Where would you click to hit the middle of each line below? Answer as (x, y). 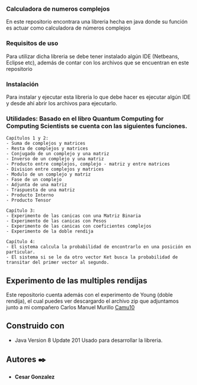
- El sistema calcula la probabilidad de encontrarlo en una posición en (99, 247)
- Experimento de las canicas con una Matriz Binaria (74, 216)
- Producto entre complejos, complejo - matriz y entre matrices (88, 164)
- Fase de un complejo (34, 180)
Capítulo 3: (21, 211)
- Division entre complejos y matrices (55, 169)
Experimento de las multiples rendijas (77, 281)
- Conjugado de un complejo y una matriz (58, 154)
